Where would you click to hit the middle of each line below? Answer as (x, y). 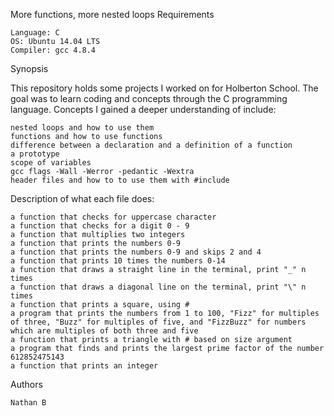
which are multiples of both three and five (104, 331)
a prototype (35, 154)
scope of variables (51, 163)
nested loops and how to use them (82, 128)
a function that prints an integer (84, 366)
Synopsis (29, 68)
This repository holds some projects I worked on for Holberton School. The (164, 88)
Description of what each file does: (82, 198)
